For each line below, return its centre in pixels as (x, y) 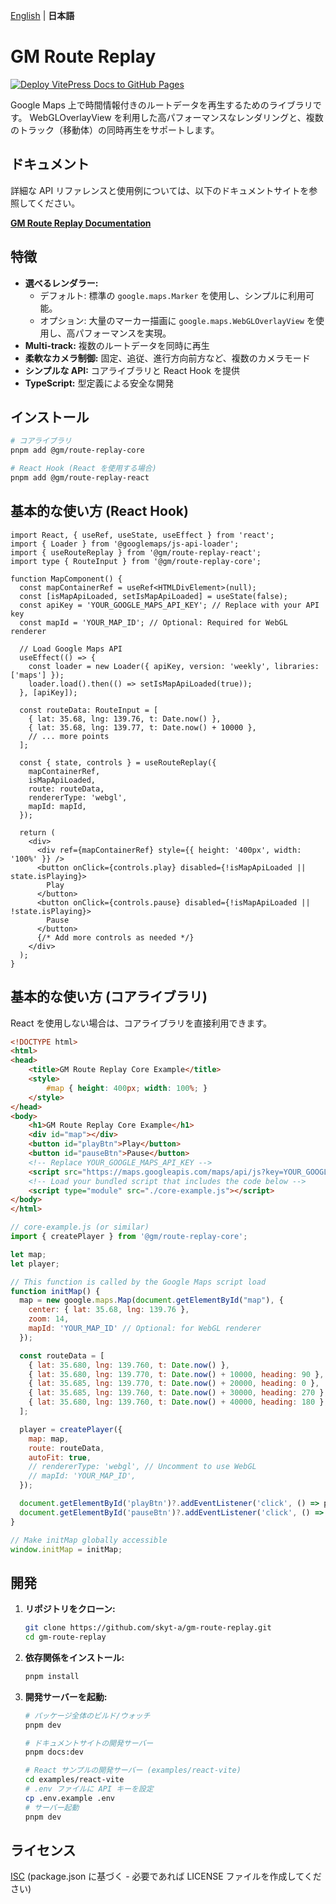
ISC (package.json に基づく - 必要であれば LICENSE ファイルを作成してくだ (166, 1876)
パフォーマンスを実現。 (123, 333)
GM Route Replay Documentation (81, 223)
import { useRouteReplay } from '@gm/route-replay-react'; (136, 552)
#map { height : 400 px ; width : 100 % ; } (127, 1088)
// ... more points (69, 736)
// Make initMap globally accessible (89, 1540)
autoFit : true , (60, 1457)
